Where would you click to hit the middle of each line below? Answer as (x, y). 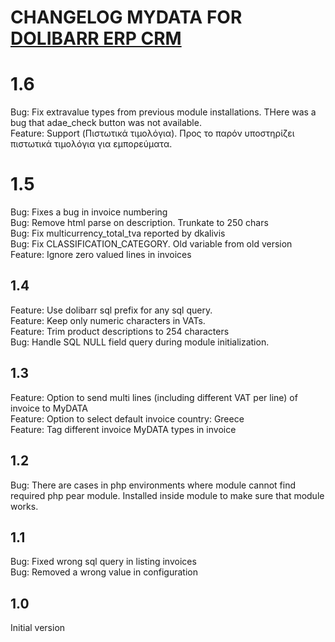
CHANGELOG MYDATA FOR (126, 17)
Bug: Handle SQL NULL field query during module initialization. (140, 342)
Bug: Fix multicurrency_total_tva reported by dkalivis (118, 233)
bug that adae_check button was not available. (106, 123)
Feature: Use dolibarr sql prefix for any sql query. (111, 310)
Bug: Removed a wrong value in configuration (104, 572)
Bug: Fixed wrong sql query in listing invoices (103, 562)
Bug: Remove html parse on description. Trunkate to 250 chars (139, 223)
